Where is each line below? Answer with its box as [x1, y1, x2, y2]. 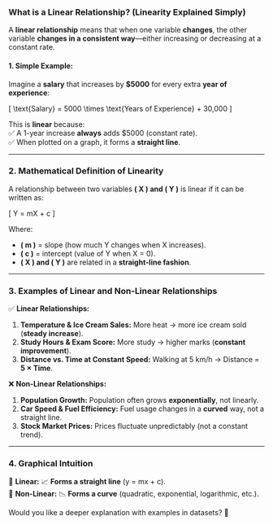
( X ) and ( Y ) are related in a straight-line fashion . [19, 257, 192, 267]
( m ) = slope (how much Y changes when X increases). [19, 239, 206, 250]
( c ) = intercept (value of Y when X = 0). [19, 248, 156, 258]
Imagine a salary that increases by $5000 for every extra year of [8, 79, 227, 89]
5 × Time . [19, 363, 53, 373]
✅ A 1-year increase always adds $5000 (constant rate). [8, 128, 197, 138]
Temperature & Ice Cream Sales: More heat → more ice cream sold [19, 320, 247, 330]
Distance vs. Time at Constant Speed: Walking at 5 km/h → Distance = [19, 355, 260, 365]
